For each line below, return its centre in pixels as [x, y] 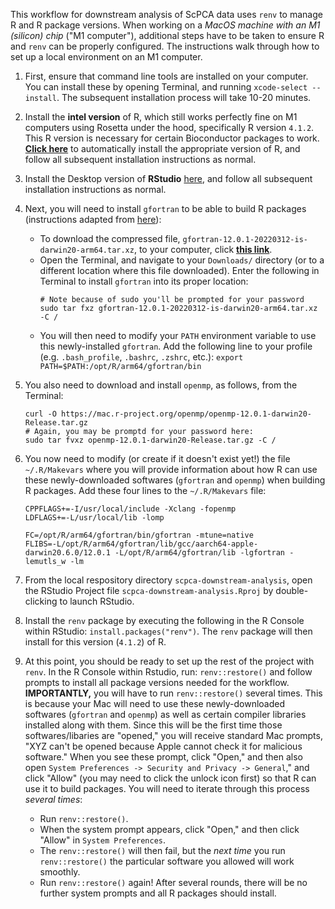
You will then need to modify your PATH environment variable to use [178, 335]
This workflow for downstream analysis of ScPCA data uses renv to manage [166, 14]
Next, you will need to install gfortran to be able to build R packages [165, 208]
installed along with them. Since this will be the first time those [153, 725]
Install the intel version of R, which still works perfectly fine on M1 [161, 117]
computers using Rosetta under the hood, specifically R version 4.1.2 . [169, 127]
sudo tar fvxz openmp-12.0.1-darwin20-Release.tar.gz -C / [150, 440]
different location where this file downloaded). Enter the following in [179, 270]
